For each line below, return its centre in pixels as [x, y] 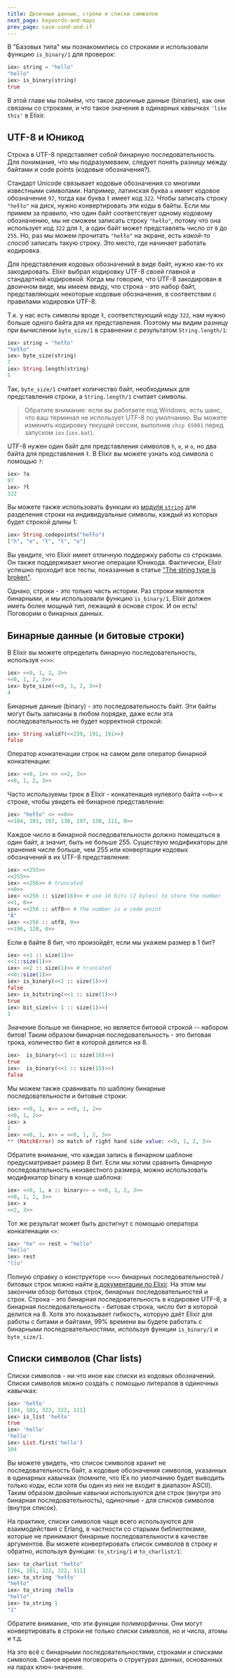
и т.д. [15, 1638]
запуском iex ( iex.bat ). [59, 432]
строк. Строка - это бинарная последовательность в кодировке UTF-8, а [117, 1299]
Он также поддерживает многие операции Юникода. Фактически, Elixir [115, 562]
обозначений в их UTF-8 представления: [69, 857]
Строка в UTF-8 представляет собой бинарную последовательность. [112, 154]
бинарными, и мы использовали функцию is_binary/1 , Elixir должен [109, 598]
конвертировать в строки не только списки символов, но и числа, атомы [117, 1631]
